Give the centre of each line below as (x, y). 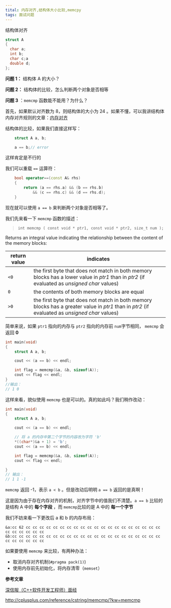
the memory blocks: (26, 243)
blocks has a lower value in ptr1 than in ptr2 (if (89, 277)
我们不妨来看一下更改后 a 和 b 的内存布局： (51, 518)
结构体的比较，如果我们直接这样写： (43, 128)
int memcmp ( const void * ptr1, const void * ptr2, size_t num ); (91, 228)
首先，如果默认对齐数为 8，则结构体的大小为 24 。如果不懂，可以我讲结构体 (85, 111)
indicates (98, 259)
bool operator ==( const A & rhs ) (48, 178)
